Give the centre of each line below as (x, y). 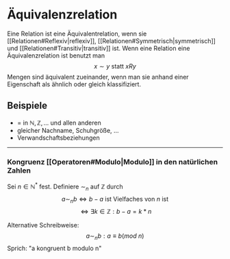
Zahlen (19, 170)
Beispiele (27, 106)
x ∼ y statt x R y (115, 66)
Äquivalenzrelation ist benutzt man (56, 56)
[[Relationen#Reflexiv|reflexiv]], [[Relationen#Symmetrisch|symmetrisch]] (111, 40)
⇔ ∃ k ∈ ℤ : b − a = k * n (116, 212)
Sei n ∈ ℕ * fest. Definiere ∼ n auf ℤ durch (65, 187)
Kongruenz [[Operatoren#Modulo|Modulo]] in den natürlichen (112, 162)
